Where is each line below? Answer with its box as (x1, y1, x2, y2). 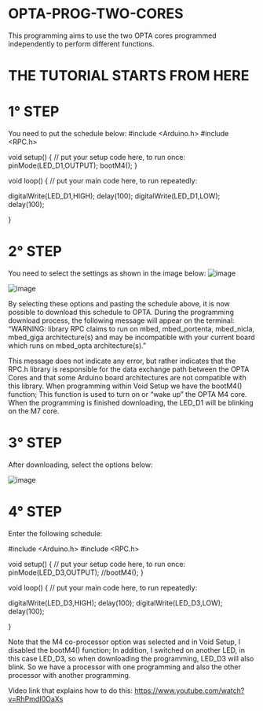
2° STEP (8, 243, 63, 261)
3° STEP (8, 434, 63, 452)
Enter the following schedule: (8, 528, 103, 538)
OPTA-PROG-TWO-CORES (8, 5, 184, 23)
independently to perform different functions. (8, 39, 155, 48)
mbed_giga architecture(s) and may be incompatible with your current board (8, 332, 255, 342)
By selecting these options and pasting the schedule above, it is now (8, 299, 230, 308)
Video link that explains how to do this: (8, 686, 133, 695)
